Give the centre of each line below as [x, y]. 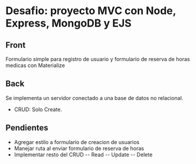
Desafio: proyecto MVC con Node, [91, 11]
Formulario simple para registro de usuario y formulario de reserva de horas [98, 59]
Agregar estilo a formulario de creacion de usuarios [77, 142]
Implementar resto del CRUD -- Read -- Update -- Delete [83, 155]
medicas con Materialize [35, 65]
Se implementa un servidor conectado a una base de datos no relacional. [94, 98]
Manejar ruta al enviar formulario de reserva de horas [79, 148]
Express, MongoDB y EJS [68, 23]
